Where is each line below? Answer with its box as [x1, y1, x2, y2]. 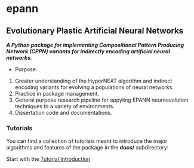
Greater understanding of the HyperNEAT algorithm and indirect [14, 77, 173, 84]
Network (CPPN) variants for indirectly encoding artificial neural [6, 48, 170, 55]
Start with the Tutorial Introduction [6, 155, 91, 163]
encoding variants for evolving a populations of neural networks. [14, 84, 174, 91]
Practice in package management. [14, 90, 100, 97]
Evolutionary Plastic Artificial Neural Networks [6, 26, 184, 36]
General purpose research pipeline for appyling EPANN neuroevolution [14, 96, 189, 103]
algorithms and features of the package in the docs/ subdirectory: [6, 144, 169, 151]
